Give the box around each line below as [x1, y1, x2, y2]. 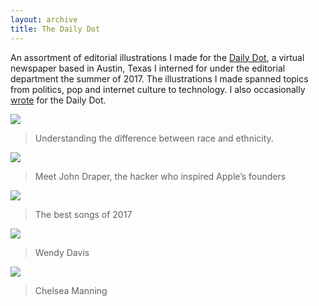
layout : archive [10, 14, 78, 25]
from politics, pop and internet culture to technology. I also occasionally [10, 83, 306, 95]
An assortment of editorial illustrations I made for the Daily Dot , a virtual [10, 51, 305, 63]
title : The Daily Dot [10, 24, 101, 34]
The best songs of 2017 [34, 208, 133, 220]
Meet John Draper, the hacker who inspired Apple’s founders [34, 170, 287, 182]
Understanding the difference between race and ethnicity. [34, 132, 274, 144]
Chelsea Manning [34, 284, 108, 296]
